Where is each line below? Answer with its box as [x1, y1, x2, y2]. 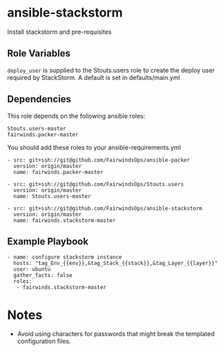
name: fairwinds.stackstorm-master [13, 217, 116, 224]
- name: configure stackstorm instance [7, 254, 122, 261]
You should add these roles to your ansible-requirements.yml [7, 143, 181, 151]
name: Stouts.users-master [13, 193, 91, 199]
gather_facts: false [13, 272, 73, 279]
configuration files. [17, 337, 71, 346]
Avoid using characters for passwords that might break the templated [17, 330, 215, 338]
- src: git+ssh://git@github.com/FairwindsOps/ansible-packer [7, 157, 190, 164]
